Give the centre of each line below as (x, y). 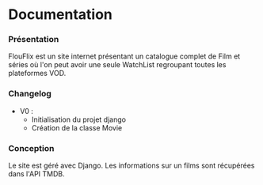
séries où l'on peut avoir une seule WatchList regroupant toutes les (117, 65)
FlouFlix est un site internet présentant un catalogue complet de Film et (124, 56)
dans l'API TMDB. (36, 174)
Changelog (30, 94)
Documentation (61, 15)
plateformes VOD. (37, 74)
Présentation (34, 40)
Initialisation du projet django (79, 119)
